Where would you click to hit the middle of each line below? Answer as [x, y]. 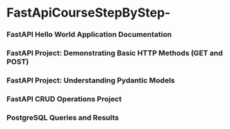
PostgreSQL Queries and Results [63, 117]
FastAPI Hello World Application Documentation [89, 35]
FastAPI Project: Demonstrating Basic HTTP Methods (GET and [115, 53]
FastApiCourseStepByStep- [89, 13]
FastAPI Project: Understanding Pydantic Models [91, 80]
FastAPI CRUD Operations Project [64, 98]
